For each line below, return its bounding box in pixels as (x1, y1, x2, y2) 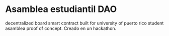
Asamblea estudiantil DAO (5, 3, 117, 15)
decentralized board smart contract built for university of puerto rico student (5, 20, 164, 26)
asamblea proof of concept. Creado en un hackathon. (5, 25, 117, 31)
